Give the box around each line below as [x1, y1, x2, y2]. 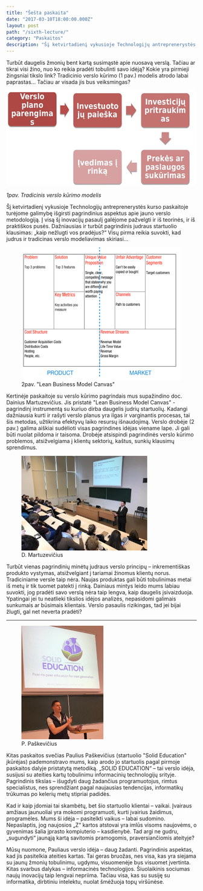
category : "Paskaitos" [6, 35, 63, 42]
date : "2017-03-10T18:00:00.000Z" [6, 16, 94, 22]
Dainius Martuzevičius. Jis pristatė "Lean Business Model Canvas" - [6, 398, 176, 406]
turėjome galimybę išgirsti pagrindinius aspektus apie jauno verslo [6, 209, 171, 217]
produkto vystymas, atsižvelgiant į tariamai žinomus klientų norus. [6, 569, 171, 576]
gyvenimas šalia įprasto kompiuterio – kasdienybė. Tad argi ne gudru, [6, 827, 179, 835]
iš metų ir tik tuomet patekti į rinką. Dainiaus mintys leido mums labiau [6, 582, 180, 590]
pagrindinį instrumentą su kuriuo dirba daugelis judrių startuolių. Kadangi [6, 405, 188, 412]
